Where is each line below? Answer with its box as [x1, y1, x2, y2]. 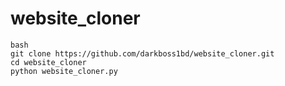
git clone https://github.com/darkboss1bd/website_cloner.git [10, 48, 275, 59]
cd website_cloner [10, 57, 87, 67]
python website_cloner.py [10, 66, 118, 76]
